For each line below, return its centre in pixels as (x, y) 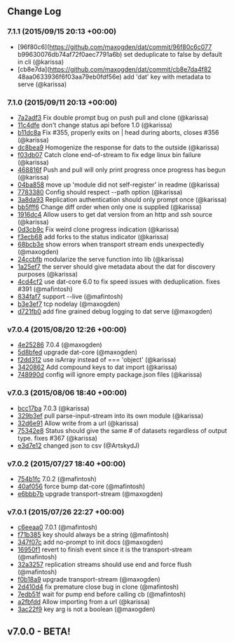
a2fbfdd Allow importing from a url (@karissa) (84, 602)
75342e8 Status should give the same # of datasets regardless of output (122, 430)
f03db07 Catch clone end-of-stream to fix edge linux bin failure (109, 154)
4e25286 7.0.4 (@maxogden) (60, 345)
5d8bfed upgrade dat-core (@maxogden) (77, 352)
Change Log (34, 12)
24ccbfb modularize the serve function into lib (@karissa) (101, 259)
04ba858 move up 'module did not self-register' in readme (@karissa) (118, 185)
